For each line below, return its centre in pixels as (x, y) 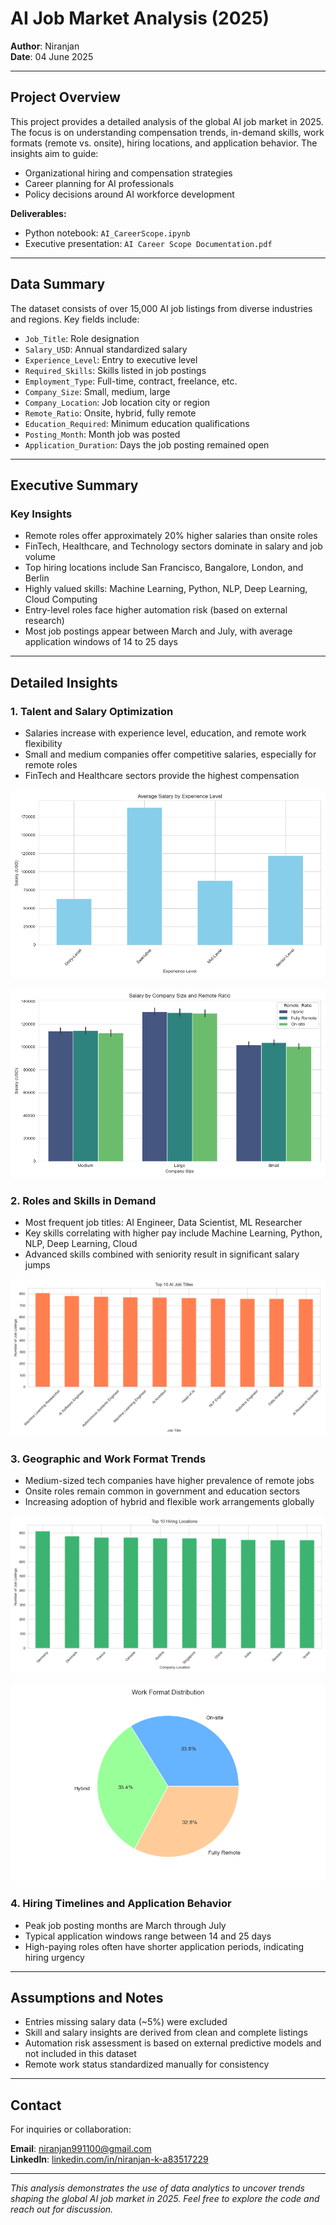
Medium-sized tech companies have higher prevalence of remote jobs (169, 1481)
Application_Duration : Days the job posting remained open (147, 444)
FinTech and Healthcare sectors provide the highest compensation (162, 775)
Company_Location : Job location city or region (117, 402)
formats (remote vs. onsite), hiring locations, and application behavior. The (164, 143)
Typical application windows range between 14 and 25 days (148, 1936)
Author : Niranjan (45, 46)
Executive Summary (74, 485)
